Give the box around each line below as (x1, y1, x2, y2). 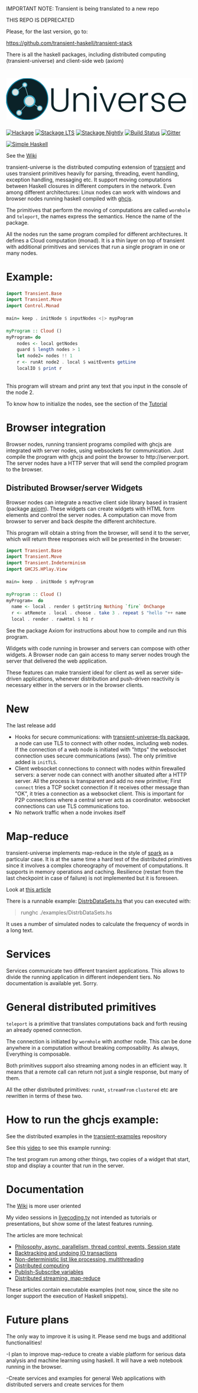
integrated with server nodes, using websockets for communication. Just (6, 447, 184, 454)
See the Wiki (6, 152, 37, 159)
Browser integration (6, 421, 106, 434)
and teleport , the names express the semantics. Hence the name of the (6, 213, 181, 220)
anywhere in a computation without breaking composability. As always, (6, 1044, 179, 1051)
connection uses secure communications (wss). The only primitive (14, 752, 177, 759)
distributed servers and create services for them (6, 1381, 124, 1388)
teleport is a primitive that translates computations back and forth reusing (6, 1020, 187, 1027)
